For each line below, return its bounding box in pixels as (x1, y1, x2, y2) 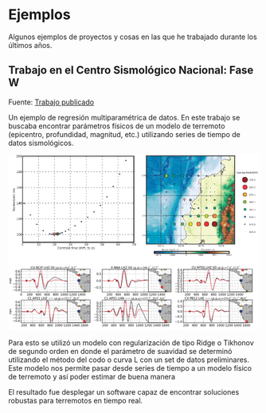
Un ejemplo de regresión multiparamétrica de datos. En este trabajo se (8, 112, 241, 122)
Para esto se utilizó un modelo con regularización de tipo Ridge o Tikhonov (8, 338, 255, 348)
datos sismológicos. (8, 138, 74, 147)
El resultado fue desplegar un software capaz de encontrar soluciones (8, 387, 240, 397)
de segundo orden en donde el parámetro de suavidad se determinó (8, 347, 233, 356)
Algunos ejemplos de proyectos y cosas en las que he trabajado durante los (8, 32, 257, 41)
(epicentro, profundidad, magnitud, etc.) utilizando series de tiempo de (8, 129, 241, 139)
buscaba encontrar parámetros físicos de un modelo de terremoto (8, 121, 225, 131)
